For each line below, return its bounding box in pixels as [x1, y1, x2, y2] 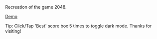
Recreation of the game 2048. [5, 4, 67, 10]
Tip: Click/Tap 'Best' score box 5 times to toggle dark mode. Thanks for [5, 23, 152, 29]
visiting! [5, 28, 21, 34]
